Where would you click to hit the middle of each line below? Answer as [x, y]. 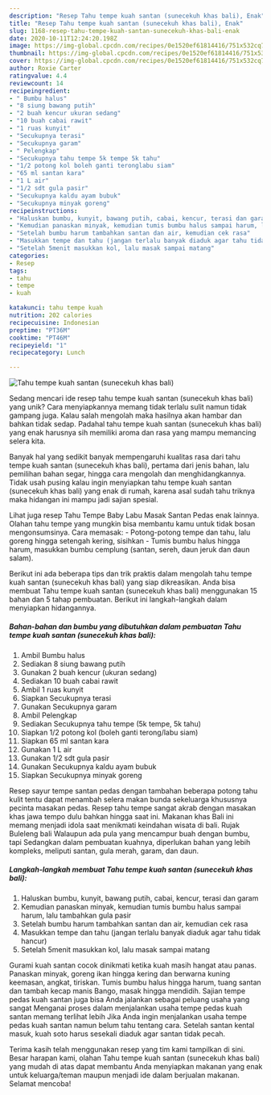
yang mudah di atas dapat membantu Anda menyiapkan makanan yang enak [136, 1067]
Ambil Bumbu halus [53, 656]
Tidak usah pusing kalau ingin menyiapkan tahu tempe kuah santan [121, 483]
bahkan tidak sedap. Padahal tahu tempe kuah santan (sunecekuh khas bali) [135, 424]
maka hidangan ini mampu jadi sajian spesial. [84, 500]
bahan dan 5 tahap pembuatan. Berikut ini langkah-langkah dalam [118, 600]
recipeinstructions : [44, 210]
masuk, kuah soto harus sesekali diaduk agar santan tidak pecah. [117, 1034]
